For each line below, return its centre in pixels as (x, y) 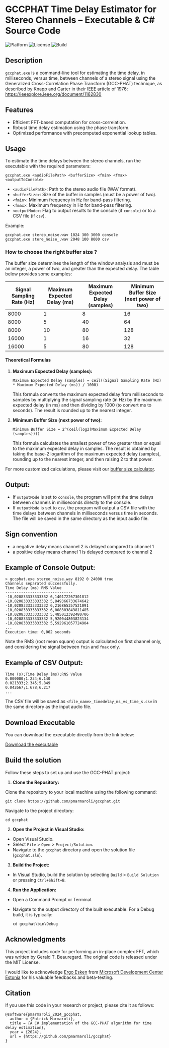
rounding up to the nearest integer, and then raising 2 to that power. (82, 459)
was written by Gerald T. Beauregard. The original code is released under (81, 957)
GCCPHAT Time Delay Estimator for (81, 9)
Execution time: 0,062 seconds (38, 632)
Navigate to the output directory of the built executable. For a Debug (83, 909)
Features (19, 110)
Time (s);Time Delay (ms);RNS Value (44, 674)
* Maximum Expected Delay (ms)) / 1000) (55, 385)
